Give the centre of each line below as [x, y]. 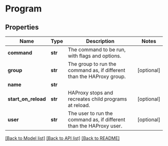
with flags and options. [94, 56]
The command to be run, [97, 49]
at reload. [79, 105]
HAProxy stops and [90, 93]
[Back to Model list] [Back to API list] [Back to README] [62, 138]
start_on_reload [27, 99]
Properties [22, 27]
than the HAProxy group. [97, 76]
